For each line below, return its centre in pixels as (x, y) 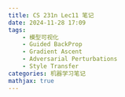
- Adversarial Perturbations (70, 59)
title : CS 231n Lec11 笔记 (51, 15)
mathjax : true (31, 81)
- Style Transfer (51, 66)
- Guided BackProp (52, 45)
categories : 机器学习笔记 (47, 74)
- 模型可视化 (40, 37)
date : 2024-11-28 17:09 (47, 23)
